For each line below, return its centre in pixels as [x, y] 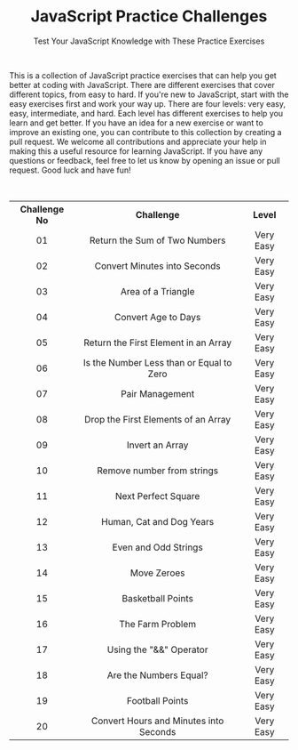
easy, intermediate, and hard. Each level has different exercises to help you [146, 113]
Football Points [158, 700]
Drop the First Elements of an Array [157, 419]
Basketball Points [157, 598]
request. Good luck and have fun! [70, 170]
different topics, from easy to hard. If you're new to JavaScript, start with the [149, 94]
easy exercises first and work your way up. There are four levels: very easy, [148, 103]
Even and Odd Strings [158, 547]
